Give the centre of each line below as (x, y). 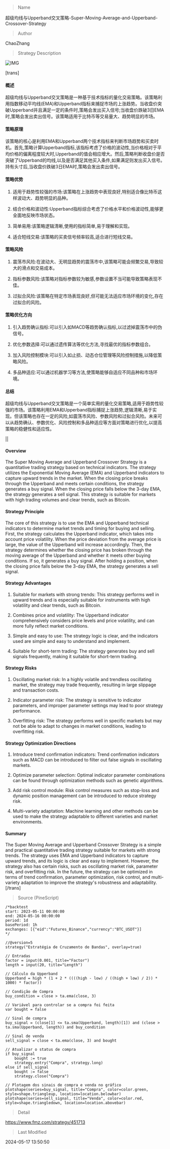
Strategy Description (39, 53)
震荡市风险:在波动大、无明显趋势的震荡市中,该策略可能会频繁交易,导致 (86, 261)
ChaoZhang (18, 43)
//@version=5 (19, 943)
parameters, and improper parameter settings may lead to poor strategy (88, 705)
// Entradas (18, 956)
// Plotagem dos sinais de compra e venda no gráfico (63, 1085)
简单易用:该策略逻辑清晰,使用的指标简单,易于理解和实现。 (72, 226)
